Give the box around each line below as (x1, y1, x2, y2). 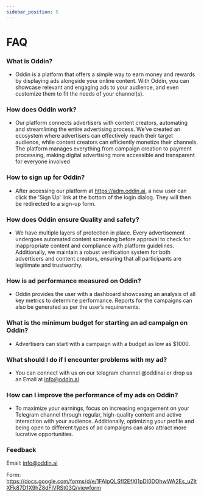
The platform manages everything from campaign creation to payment (15, 145, 192, 152)
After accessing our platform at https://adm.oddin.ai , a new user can (15, 187, 187, 194)
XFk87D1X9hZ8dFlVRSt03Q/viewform (6, 484, 102, 492)
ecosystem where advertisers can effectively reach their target (15, 132, 174, 139)
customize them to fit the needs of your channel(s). (15, 90, 144, 97)
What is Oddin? (6, 57, 53, 65)
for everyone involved (15, 158, 70, 165)
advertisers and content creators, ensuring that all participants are (15, 255, 181, 262)
